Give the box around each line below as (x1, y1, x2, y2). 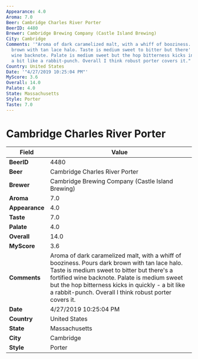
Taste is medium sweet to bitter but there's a (49, 266, 173, 274)
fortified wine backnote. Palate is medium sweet (49, 274, 183, 282)
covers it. (49, 295, 76, 304)
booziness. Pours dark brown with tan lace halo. (49, 259, 183, 267)
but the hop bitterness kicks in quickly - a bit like (49, 281, 186, 289)
